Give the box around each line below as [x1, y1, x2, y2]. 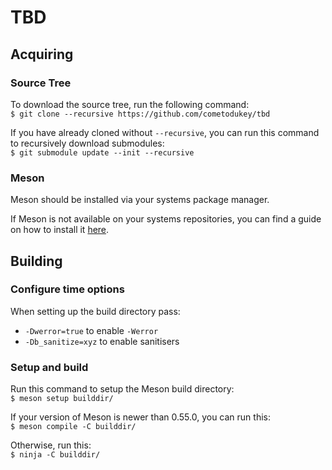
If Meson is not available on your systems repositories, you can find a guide [10, 213, 322, 225]
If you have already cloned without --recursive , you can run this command [10, 126, 320, 138]
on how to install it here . [10, 224, 110, 236]
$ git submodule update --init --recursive [10, 147, 195, 158]
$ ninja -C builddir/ [10, 450, 101, 460]
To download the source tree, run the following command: [10, 98, 250, 110]
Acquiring [10, 46, 74, 63]
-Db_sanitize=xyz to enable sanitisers [24, 335, 180, 347]
